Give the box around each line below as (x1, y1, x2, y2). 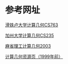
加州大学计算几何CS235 (5, 32, 54, 38)
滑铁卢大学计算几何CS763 (5, 22, 59, 28)
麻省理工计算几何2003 (5, 43, 51, 49)
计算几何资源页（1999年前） (5, 53, 63, 60)
